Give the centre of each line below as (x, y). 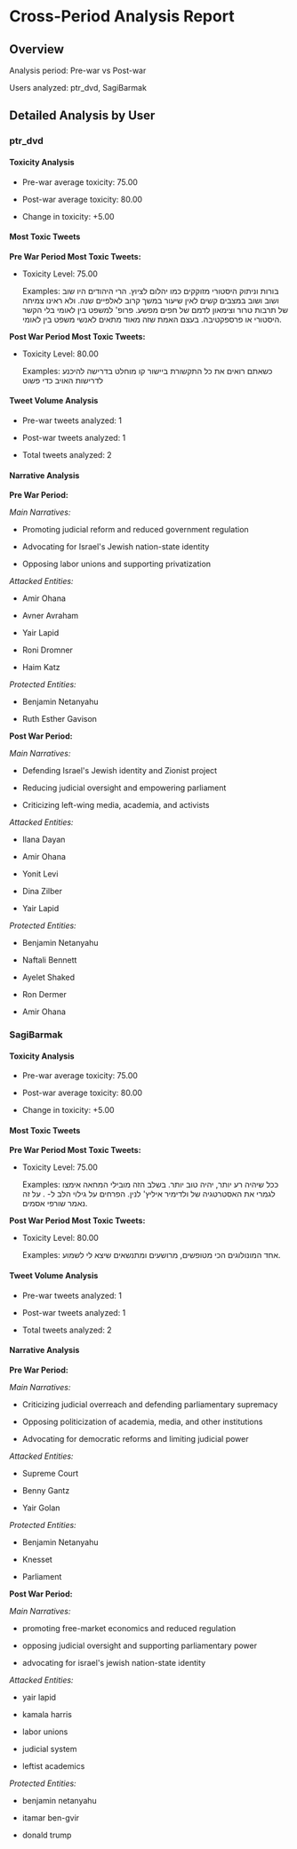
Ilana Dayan (44, 840)
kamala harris (47, 1714)
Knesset (37, 1559)
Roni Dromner (48, 650)
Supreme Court (50, 1473)
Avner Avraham (50, 616)
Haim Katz (41, 668)
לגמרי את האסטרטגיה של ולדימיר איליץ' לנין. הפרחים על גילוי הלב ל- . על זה (148, 1194)
